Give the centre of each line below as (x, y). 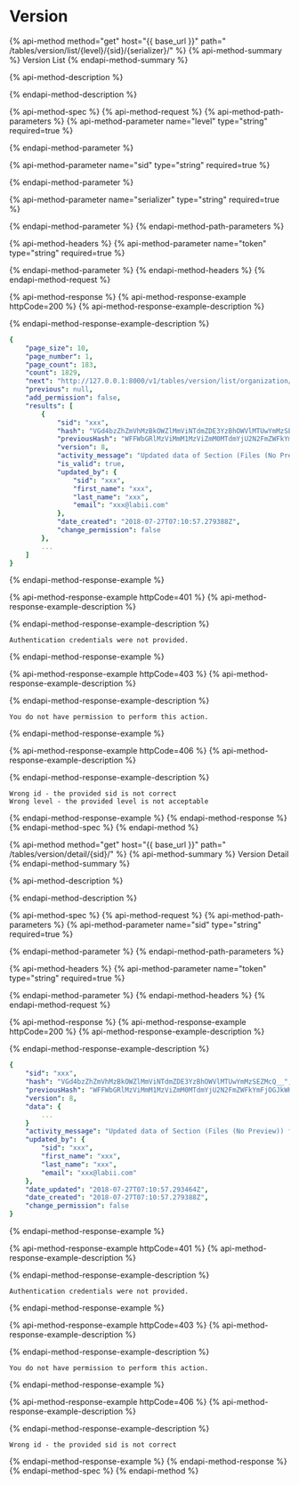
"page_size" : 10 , (57, 348)
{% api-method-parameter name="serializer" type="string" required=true (145, 199)
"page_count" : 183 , (61, 365)
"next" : (39, 381)
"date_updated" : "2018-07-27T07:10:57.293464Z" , (117, 1190)
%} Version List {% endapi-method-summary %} (99, 60)
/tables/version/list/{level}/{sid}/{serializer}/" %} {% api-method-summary (146, 50)
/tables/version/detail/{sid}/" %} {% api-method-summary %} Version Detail (149, 854)
